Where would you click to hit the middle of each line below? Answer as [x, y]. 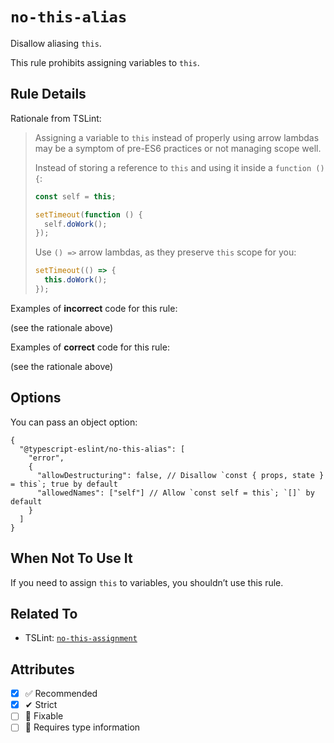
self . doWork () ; [76, 224]
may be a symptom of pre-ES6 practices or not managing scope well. [178, 148]
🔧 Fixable [44, 716]
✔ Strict [41, 705]
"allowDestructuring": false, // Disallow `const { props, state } [180, 475]
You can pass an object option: [74, 422]
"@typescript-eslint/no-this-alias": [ [102, 449]
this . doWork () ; [76, 280]
